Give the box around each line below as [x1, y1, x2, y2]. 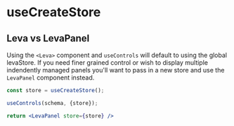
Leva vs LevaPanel [6, 32, 90, 44]
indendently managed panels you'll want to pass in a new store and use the [6, 66, 225, 74]
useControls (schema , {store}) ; [6, 99, 98, 106]
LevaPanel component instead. [6, 73, 95, 82]
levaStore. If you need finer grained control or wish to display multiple [6, 58, 209, 67]
